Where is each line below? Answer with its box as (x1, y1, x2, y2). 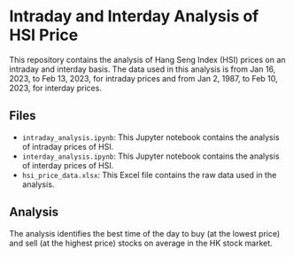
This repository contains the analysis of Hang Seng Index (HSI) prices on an (9, 54, 286, 65)
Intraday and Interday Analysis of (9, 6, 259, 27)
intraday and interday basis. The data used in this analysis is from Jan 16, (9, 64, 276, 74)
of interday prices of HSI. (21, 160, 114, 170)
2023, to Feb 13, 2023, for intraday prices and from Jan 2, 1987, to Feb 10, (9, 73, 278, 83)
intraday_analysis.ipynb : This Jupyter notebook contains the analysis (21, 131, 280, 143)
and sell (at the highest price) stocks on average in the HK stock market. (9, 238, 273, 248)
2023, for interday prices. (9, 82, 102, 93)
